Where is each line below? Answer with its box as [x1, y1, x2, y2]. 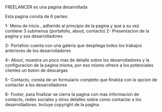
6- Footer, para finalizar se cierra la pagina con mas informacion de [5, 92, 139, 97]
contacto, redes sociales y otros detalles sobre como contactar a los [5, 96, 142, 102]
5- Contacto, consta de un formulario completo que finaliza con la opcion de [5, 77, 158, 82]
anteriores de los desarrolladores [5, 48, 71, 53]
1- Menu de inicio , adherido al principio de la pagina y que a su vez [5, 23, 139, 29]
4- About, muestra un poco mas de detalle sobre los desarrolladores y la [5, 57, 150, 63]
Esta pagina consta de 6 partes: [5, 14, 69, 19]
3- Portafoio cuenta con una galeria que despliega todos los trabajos [5, 43, 142, 48]
